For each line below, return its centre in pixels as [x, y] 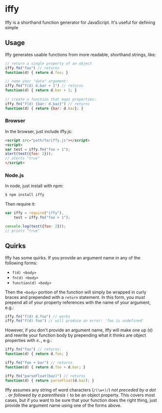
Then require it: [20, 204]
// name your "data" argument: [37, 81]
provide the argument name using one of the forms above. [63, 405]
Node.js [15, 175]
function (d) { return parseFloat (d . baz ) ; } [50, 380]
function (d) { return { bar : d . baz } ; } [44, 108]
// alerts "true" [23, 158]
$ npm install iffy [25, 195]
